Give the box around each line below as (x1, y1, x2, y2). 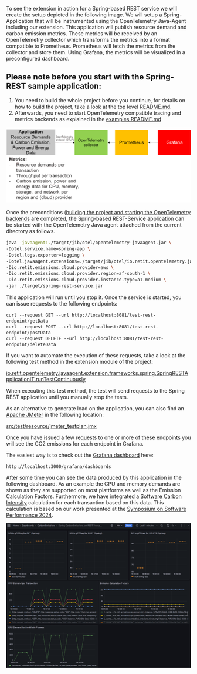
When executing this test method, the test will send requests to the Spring (6, 387, 185, 394)
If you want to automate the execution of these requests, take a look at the (6, 352, 186, 359)
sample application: (28, 81, 101, 91)
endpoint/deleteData (6, 341, 57, 348)
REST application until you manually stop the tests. (6, 394, 128, 401)
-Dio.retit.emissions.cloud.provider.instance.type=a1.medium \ (6, 277, 167, 283)
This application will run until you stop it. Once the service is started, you (6, 294, 182, 301)
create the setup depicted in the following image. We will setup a (6, 11, 162, 18)
